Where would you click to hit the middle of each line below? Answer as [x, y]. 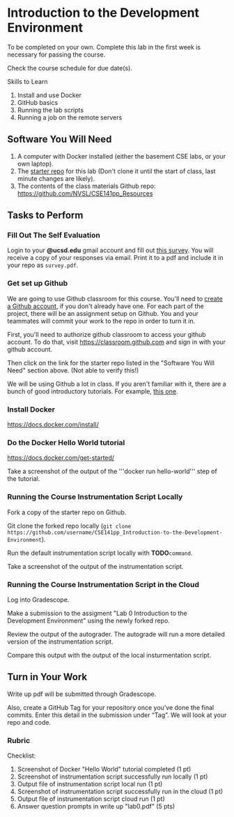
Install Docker [31, 409]
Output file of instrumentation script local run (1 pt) [90, 784]
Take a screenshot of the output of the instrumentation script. [95, 566]
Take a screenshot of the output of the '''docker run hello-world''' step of [112, 471]
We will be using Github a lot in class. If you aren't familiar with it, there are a [117, 384]
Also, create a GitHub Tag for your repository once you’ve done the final [111, 707]
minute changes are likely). [56, 178]
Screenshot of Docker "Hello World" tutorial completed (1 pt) [104, 769]
